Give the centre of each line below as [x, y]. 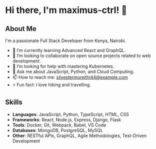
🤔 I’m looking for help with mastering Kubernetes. [63, 66]
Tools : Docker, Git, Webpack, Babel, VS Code [59, 125]
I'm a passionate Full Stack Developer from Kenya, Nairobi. [65, 40]
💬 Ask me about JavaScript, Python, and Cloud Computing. [73, 71]
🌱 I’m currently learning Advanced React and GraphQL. [69, 50]
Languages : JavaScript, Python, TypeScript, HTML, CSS [70, 114]
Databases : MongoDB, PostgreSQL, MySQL [58, 130]
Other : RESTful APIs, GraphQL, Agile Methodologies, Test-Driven [79, 135]
